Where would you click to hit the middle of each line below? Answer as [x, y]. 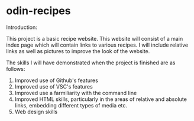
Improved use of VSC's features [54, 86]
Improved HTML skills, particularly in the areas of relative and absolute [101, 99]
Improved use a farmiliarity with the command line [76, 93]
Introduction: [22, 27]
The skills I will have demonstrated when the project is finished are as [91, 63]
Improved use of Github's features [56, 80]
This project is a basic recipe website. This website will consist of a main [95, 38]
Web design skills [36, 112]
